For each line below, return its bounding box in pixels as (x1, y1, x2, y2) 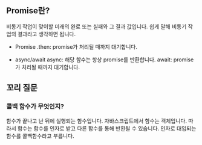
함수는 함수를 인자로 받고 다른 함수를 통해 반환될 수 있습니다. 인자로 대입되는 (17, 125, 197, 132)
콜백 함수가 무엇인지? (6, 102, 65, 111)
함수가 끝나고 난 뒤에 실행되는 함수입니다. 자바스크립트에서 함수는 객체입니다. (6, 117, 187, 125)
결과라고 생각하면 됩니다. (17, 30, 76, 37)
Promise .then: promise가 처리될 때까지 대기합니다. (15, 43, 138, 50)
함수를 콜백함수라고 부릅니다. (6, 132, 74, 140)
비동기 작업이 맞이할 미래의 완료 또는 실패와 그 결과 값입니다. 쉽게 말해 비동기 (6, 23, 187, 30)
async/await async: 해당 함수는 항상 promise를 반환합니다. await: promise (15, 56, 194, 63)
